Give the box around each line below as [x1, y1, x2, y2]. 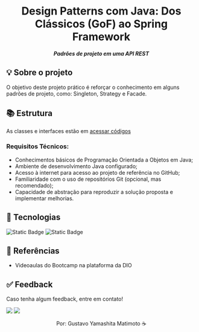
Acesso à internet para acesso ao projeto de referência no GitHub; [14, 169, 180, 176]
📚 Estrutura [6, 108, 53, 119]
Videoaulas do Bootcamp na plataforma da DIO [14, 262, 132, 269]
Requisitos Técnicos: [6, 142, 69, 151]
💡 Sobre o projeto [6, 68, 73, 78]
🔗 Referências [6, 246, 60, 256]
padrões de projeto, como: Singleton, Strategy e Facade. [6, 90, 147, 97]
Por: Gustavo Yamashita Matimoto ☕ [56, 320, 147, 327]
